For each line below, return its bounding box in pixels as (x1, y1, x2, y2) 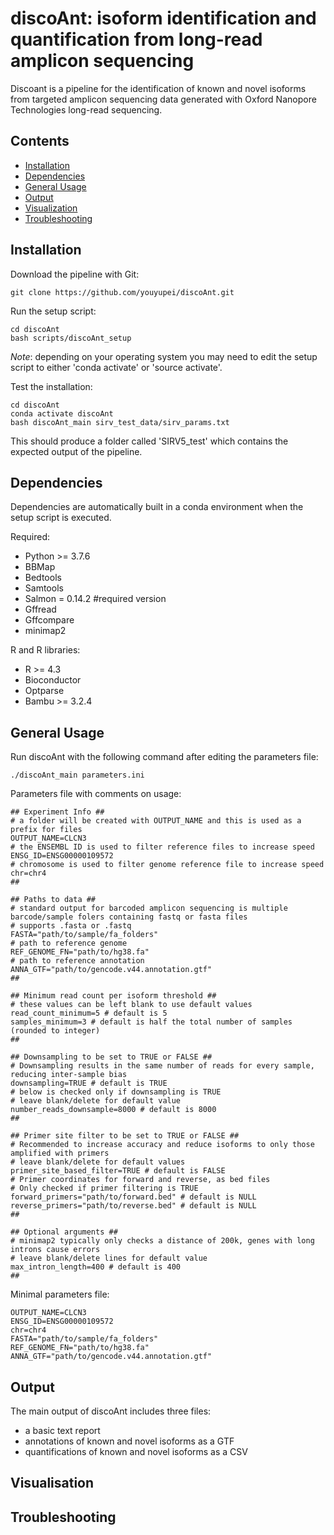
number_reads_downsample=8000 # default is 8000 (10, 1105, 217, 1115)
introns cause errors (10, 1245, 101, 1255)
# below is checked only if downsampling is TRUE (10, 1087, 222, 1097)
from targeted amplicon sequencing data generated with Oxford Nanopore (10, 93, 317, 105)
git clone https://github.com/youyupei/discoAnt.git (10, 287, 235, 297)
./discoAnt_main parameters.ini (10, 770, 145, 781)
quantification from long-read (10, 28, 263, 51)
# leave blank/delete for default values (10, 1157, 186, 1167)
